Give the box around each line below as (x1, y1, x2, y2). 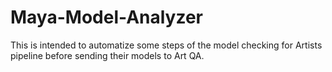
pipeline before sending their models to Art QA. (10, 49, 205, 61)
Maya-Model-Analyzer (10, 6, 204, 29)
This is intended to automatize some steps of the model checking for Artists (10, 39, 323, 51)
